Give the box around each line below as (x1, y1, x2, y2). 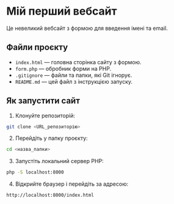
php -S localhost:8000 (6, 169, 64, 175)
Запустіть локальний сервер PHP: (15, 158, 104, 165)
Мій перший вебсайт (6, 4, 117, 18)
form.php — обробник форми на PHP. (15, 65, 112, 72)
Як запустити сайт (6, 96, 81, 106)
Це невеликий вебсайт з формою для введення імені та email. (6, 24, 168, 32)
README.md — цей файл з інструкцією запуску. (15, 78, 133, 85)
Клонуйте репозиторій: (15, 112, 75, 119)
